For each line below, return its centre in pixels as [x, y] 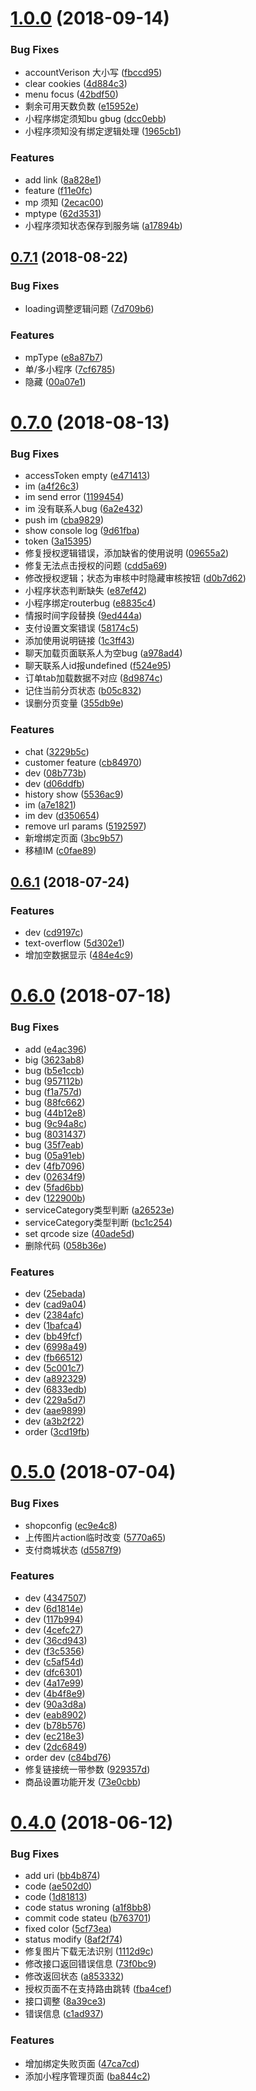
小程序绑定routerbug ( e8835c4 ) [90, 603]
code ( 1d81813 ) [56, 1897]
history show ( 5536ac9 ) [74, 794]
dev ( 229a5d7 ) [55, 1400]
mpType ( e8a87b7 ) [64, 357]
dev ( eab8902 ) [55, 1714]
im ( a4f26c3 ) [52, 486]
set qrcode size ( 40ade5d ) [79, 1233]
